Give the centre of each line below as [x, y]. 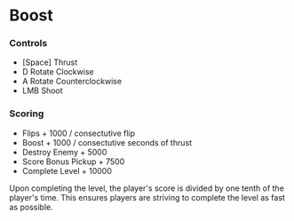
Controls [28, 43]
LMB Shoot [43, 91]
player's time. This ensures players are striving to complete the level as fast [147, 197]
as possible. [31, 207]
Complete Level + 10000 [67, 170]
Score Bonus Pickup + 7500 [73, 162]
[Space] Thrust [50, 62]
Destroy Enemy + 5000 [64, 152]
